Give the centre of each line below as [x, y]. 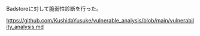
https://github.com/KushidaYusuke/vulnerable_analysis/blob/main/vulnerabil [100, 20]
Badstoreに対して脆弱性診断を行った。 [54, 9]
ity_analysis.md [25, 27]
